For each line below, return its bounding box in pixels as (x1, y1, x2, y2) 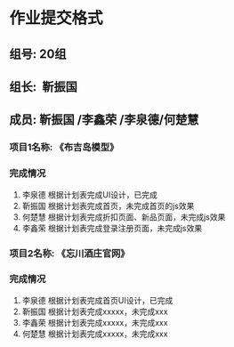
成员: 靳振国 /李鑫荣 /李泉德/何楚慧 (9, 112, 199, 127)
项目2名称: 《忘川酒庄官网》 (9, 246, 130, 259)
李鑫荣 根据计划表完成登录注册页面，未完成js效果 (21, 222, 203, 233)
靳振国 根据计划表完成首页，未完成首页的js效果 (21, 200, 195, 211)
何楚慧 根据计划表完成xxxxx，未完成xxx (21, 328, 168, 339)
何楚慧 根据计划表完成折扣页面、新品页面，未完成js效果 (21, 211, 226, 222)
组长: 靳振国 (9, 79, 77, 94)
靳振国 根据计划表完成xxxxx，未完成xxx (21, 306, 168, 317)
